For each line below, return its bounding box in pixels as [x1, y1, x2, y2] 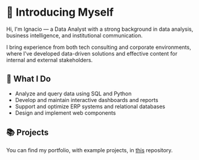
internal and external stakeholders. [6, 56, 93, 63]
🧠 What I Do [6, 74, 51, 84]
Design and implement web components [15, 109, 116, 117]
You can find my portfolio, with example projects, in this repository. [6, 146, 173, 153]
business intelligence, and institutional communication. [6, 31, 143, 39]
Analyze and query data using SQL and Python [15, 90, 132, 97]
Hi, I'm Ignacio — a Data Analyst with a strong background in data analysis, [6, 25, 194, 33]
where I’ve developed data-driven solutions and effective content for [6, 50, 178, 57]
